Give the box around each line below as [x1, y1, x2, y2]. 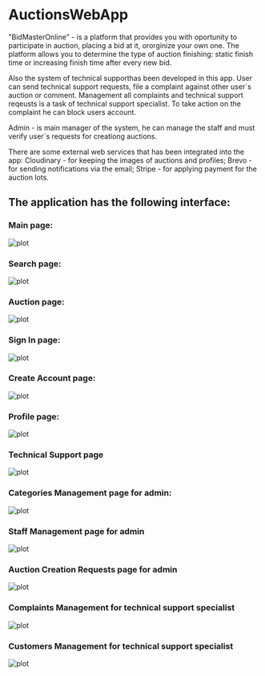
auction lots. [8, 172, 50, 182]
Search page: [8, 258, 62, 269]
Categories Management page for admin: [8, 488, 172, 499]
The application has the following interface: [8, 196, 231, 209]
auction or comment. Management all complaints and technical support [8, 90, 244, 99]
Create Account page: [8, 373, 96, 384]
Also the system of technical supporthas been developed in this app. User [8, 73, 253, 83]
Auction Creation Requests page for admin [8, 564, 178, 575]
